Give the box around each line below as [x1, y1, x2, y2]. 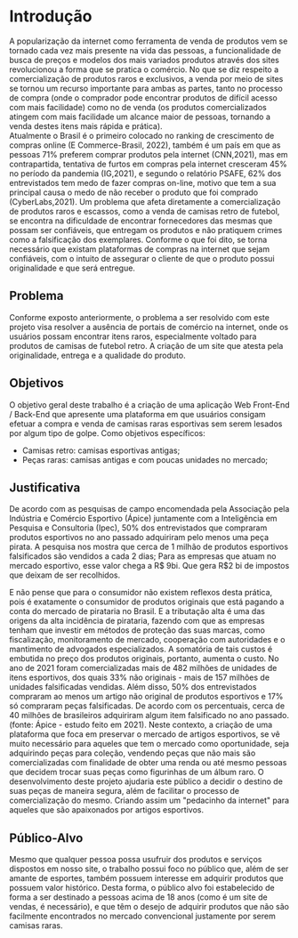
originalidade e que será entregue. [9, 263, 136, 273]
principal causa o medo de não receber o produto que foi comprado [9, 187, 259, 198]
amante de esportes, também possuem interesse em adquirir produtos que [9, 873, 284, 884]
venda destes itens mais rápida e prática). [9, 120, 163, 131]
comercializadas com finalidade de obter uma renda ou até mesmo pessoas [9, 757, 287, 768]
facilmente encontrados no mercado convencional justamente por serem [9, 910, 276, 922]
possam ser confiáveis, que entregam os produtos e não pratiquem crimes [9, 224, 283, 235]
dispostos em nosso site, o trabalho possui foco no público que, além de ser [9, 863, 289, 874]
